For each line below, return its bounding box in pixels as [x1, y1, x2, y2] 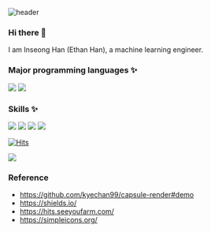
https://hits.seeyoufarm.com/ [19, 207, 114, 216]
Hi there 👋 [8, 27, 47, 38]
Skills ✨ [8, 103, 39, 114]
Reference [8, 172, 49, 183]
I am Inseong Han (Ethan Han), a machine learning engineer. [8, 45, 203, 54]
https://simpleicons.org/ [19, 215, 98, 225]
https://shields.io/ [19, 198, 77, 208]
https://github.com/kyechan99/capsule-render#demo [19, 190, 194, 200]
